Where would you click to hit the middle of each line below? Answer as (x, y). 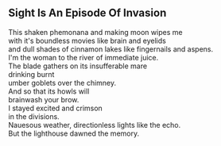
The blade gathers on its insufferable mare (78, 66)
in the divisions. (34, 116)
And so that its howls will (49, 91)
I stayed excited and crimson (56, 108)
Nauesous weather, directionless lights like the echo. (95, 125)
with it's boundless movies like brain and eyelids (87, 40)
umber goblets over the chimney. (62, 83)
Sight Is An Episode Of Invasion (87, 13)
